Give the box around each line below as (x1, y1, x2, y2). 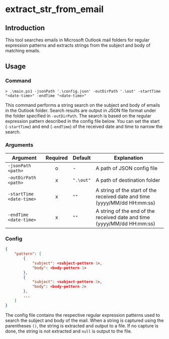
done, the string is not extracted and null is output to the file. (5, 328, 132, 334)
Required (45, 154, 68, 161)
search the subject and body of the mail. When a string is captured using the (5, 317, 164, 323)
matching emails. (5, 48, 41, 53)
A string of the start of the (95, 186, 157, 193)
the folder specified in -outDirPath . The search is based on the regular (5, 112, 152, 119)
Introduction (5, 24, 45, 32)
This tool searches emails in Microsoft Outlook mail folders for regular (5, 37, 150, 43)
